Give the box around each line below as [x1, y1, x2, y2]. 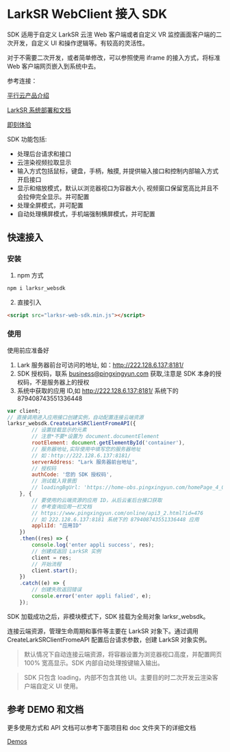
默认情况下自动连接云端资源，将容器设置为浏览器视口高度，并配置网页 [23, 650, 222, 658]
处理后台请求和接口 [16, 149, 72, 158]
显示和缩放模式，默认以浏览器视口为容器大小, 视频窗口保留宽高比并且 [16, 183, 213, 192]
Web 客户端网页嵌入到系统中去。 [7, 62, 100, 70]
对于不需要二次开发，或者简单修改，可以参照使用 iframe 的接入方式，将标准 [7, 53, 221, 62]
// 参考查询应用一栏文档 [31, 503, 92, 510]
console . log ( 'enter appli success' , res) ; [31, 542, 155, 549]
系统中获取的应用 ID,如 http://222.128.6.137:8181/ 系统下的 [16, 386, 179, 395]
